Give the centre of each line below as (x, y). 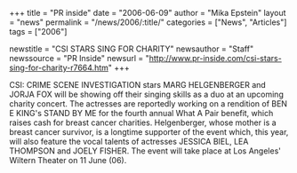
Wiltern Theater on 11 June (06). (68, 160)
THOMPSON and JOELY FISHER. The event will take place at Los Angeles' (145, 151)
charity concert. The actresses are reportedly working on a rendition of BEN (148, 104)
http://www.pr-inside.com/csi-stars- (215, 58)
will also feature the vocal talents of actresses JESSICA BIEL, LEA (129, 142)
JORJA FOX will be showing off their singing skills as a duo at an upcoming (147, 94)
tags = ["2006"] (38, 31)
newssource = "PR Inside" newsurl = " (79, 58)
